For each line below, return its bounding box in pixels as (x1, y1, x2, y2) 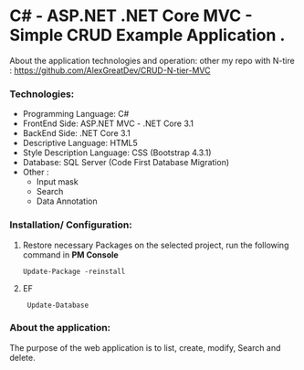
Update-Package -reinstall (22, 267, 126, 276)
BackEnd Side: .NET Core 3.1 (22, 128, 131, 139)
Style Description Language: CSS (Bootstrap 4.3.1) (22, 147, 212, 158)
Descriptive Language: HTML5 (22, 138, 139, 149)
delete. (9, 352, 36, 363)
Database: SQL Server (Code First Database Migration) (22, 157, 230, 168)
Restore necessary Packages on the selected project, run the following (22, 239, 289, 250)
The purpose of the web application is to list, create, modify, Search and (9, 342, 281, 353)
